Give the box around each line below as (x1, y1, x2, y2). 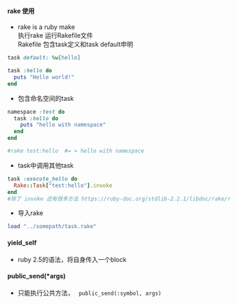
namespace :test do (7, 108, 65, 115)
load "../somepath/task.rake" (7, 223, 97, 230)
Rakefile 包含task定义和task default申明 (17, 40, 133, 49)
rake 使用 (7, 6, 35, 15)
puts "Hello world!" (13, 73, 75, 81)
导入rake (17, 209, 44, 217)
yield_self (7, 238, 37, 246)
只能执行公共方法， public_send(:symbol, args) (17, 288, 162, 297)
